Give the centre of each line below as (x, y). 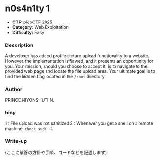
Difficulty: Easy (28, 32)
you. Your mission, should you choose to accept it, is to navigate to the (76, 66)
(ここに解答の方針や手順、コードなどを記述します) (56, 153)
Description (19, 45)
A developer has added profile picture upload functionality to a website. (77, 56)
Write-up (16, 141)
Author (14, 90)
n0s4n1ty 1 (28, 9)
